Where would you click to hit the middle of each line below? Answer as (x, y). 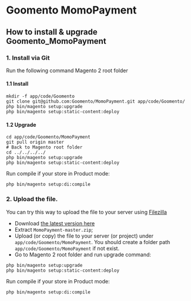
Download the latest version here (55, 223)
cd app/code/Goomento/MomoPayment (48, 137)
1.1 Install (17, 84)
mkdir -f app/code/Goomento (41, 97)
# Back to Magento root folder (44, 147)
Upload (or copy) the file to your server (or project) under (84, 236)
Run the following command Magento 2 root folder (67, 70)
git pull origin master (35, 142)
